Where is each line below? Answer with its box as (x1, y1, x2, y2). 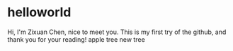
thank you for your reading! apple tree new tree (7, 35, 145, 43)
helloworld (7, 4, 72, 21)
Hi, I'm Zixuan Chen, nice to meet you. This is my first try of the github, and (7, 28, 227, 36)
